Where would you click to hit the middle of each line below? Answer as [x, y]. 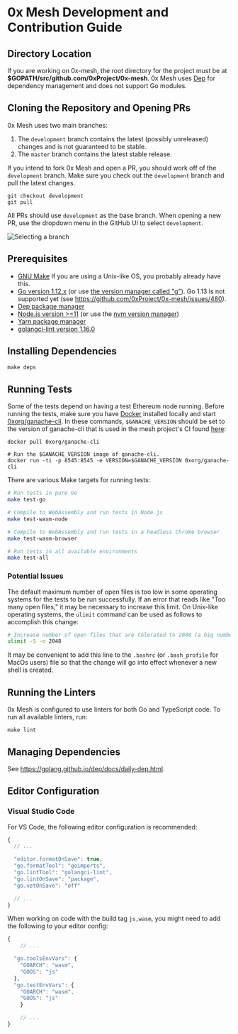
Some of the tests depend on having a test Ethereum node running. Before [116, 406]
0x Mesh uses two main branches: [57, 125]
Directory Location [50, 54]
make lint [22, 730]
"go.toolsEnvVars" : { [46, 959]
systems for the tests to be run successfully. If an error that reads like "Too [117, 599]
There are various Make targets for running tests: [79, 480]
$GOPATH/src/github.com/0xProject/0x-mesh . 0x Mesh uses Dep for [112, 78]
